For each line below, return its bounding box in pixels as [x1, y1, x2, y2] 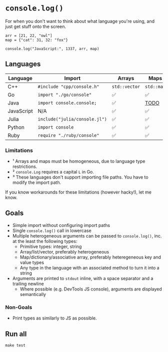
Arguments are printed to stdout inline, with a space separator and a [12, 275, 153, 281]
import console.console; [37, 100, 97, 105]
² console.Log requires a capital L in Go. [12, 169, 94, 175]
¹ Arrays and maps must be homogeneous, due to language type [12, 158, 145, 164]
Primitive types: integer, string [19, 243, 82, 249]
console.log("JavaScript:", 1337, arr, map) [5, 46, 99, 51]
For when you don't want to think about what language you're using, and [5, 18, 155, 24]
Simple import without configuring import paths [12, 222, 110, 228]
